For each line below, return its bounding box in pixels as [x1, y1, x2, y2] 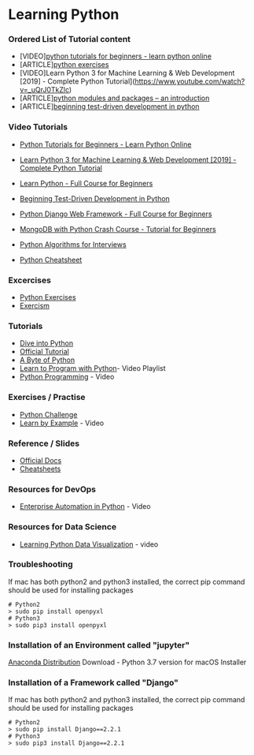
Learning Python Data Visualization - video [19, 539, 159, 549]
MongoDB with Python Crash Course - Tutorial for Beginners [19, 224, 216, 234]
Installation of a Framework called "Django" [8, 677, 179, 688]
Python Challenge [19, 409, 78, 419]
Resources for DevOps [8, 484, 97, 495]
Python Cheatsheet [19, 255, 83, 264]
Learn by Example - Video [19, 418, 105, 428]
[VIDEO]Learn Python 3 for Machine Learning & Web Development [19, 69, 235, 78]
